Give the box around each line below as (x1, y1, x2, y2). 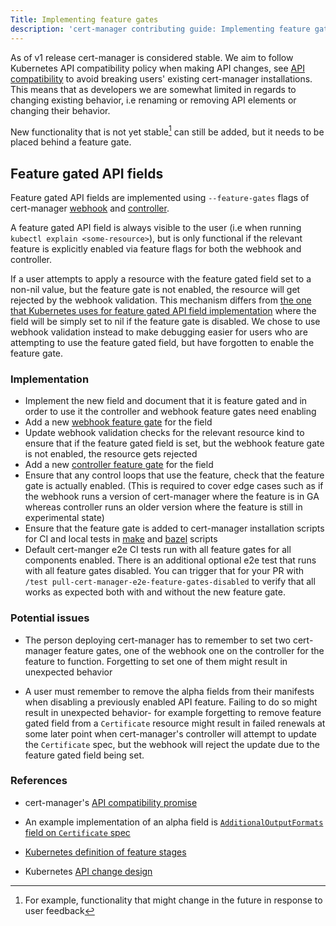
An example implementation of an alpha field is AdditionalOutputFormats (24, 816, 324, 828)
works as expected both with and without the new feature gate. (24, 586, 286, 598)
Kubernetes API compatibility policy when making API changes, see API (10, 62, 305, 74)
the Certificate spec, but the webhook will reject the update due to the (24, 738, 320, 750)
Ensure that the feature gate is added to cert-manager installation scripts (24, 522, 325, 535)
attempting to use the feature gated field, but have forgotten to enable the (10, 336, 315, 348)
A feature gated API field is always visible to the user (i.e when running (10, 221, 302, 233)
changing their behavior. (10, 104, 111, 116)
